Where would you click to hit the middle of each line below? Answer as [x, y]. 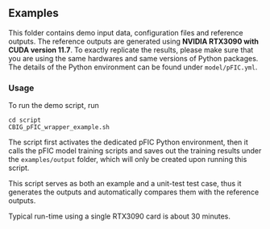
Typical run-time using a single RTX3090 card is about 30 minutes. [120, 216]
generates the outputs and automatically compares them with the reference [134, 192]
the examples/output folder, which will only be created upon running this [128, 160]
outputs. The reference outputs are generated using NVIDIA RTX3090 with [134, 41]
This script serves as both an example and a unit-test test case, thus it [125, 184]
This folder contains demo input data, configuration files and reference [126, 32]
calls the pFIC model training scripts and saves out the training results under [135, 151]
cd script [25, 120]
